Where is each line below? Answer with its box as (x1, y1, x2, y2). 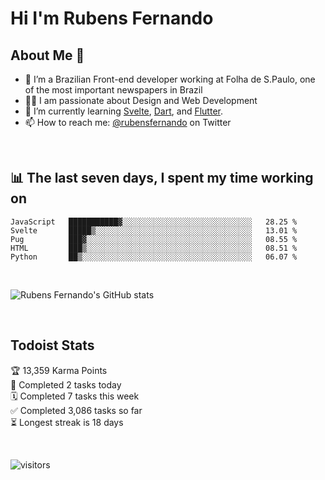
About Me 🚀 (10, 47, 85, 64)
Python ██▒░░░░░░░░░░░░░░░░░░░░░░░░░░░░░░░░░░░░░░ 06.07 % (10, 252, 298, 262)
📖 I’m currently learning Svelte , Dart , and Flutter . (24, 105, 223, 117)
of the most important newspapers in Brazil (24, 84, 203, 96)
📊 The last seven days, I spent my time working (10, 170, 314, 187)
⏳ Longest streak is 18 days (10, 416, 124, 428)
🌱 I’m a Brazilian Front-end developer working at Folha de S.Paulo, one (24, 73, 316, 85)
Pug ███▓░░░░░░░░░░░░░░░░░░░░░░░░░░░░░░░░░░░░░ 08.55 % (10, 234, 298, 244)
